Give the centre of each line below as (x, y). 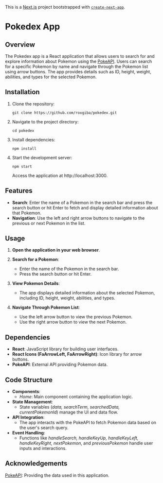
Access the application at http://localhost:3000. (60, 175)
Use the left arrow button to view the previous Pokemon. (76, 317)
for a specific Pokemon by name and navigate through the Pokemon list (77, 67)
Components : (26, 392)
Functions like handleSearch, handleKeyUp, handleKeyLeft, (79, 438)
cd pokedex (23, 131)
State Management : (33, 402)
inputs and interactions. (43, 448)
